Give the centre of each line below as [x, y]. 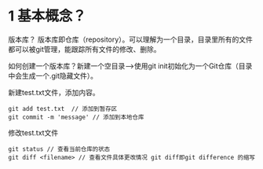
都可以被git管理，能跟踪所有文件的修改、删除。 [84, 49]
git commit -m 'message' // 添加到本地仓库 [76, 117]
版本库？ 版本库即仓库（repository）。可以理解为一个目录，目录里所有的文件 [131, 39]
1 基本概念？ [47, 16]
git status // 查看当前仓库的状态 [59, 149]
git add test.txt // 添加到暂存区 [63, 108]
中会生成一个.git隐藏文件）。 [53, 75]
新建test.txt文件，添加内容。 [54, 92]
